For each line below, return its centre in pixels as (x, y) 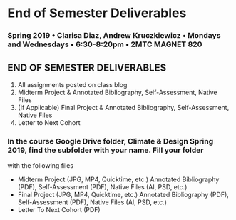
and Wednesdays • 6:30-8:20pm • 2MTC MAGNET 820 (105, 44)
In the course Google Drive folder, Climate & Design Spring (111, 141)
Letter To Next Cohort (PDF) (59, 210)
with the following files (40, 166)
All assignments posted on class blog (72, 84)
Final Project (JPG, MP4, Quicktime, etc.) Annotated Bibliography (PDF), (123, 195)
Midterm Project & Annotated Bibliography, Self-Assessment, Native (117, 92)
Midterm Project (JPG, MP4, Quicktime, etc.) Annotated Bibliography (118, 179)
